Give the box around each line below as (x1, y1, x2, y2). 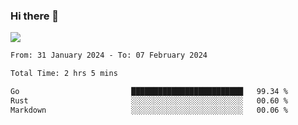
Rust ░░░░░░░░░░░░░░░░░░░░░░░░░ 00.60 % (10, 95, 288, 106)
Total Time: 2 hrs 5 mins (10, 69, 118, 79)
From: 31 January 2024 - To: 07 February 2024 (10, 50, 208, 61)
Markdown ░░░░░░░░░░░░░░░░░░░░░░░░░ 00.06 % (10, 105, 288, 115)
